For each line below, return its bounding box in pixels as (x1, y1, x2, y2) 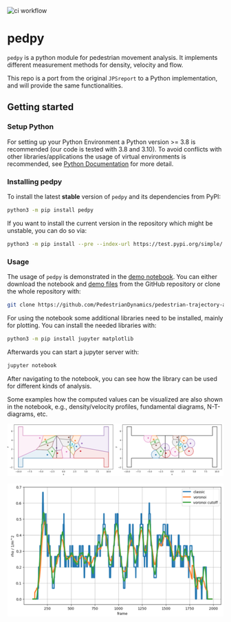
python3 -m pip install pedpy (7, 207, 94, 214)
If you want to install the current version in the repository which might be (7, 219, 213, 227)
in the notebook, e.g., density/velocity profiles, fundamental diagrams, (7, 402, 206, 411)
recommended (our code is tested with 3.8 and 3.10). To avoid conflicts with (7, 145, 222, 153)
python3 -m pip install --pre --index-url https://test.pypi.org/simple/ (7, 240, 223, 247)
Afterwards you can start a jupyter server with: (7, 348, 140, 356)
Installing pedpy (7, 176, 63, 186)
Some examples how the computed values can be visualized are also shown (7, 395, 223, 403)
